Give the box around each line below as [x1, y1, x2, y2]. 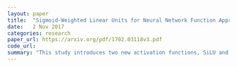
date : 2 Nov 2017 [7, 23, 65, 30]
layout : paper [7, 10, 49, 17]
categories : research [7, 29, 71, 37]
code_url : [7, 43, 37, 50]
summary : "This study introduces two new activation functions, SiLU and [7, 50, 229, 57]
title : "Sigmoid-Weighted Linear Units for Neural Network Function [7, 17, 217, 24]
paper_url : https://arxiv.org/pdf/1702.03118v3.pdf [7, 36, 162, 43]
